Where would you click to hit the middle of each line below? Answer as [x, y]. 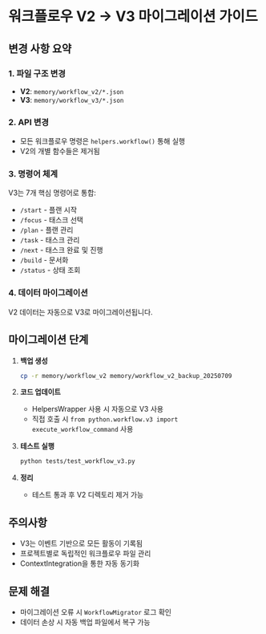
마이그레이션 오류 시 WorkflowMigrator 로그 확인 [96, 612]
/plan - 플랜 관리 [46, 230]
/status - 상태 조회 [50, 270]
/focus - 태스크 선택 [52, 220]
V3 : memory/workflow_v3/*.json [72, 100]
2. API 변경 [29, 122]
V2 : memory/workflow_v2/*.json [72, 91]
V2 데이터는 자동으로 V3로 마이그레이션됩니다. [81, 312]
